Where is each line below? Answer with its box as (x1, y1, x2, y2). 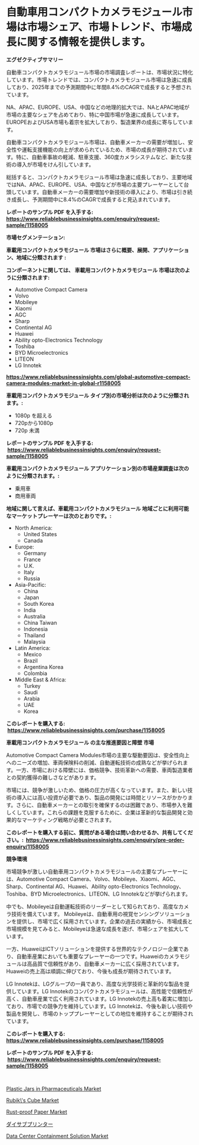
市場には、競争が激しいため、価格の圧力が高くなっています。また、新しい (6, 786, 188, 793)
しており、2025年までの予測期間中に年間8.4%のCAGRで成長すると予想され (6, 83, 192, 90)
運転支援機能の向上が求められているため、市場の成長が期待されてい (21, 146, 188, 153)
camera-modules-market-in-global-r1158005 (6, 379, 121, 387)
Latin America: (14, 644, 50, 652)
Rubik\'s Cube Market (6, 1096, 59, 1104)
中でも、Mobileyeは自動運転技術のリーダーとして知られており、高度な (6, 903, 179, 910)
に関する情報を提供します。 (17, 35, 151, 49)
